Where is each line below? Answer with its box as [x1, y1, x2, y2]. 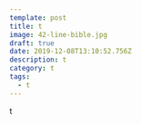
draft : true [9, 38, 55, 48]
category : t [9, 64, 55, 73]
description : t [9, 55, 67, 64]
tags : [9, 72, 30, 81]
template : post [9, 13, 67, 23]
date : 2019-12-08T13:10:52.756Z [9, 47, 132, 56]
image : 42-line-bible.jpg [9, 30, 107, 39]
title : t [9, 22, 43, 31]
